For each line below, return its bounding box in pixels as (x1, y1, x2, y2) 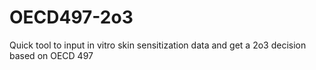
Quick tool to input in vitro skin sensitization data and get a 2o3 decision (9, 39, 307, 51)
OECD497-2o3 (9, 6, 134, 29)
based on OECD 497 (9, 49, 94, 61)
